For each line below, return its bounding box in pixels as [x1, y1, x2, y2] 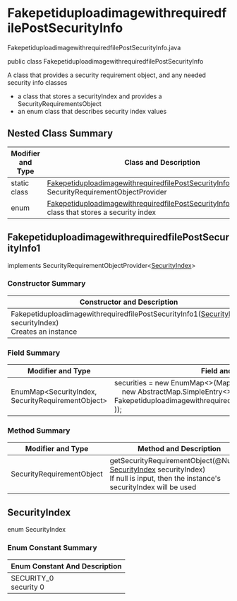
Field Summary [7, 348, 61, 358]
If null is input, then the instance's [109, 474, 221, 484]
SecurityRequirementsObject [17, 99, 102, 107]
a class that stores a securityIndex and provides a [17, 92, 162, 100]
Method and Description [137, 444, 221, 454]
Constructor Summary [7, 279, 86, 288]
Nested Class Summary [7, 127, 114, 139]
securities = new [114, 378, 169, 388]
